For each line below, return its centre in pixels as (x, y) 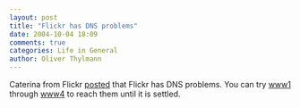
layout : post (34, 17)
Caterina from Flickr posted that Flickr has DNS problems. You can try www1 (150, 84)
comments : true (38, 42)
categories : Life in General (64, 51)
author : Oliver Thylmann (56, 59)
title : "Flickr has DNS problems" (74, 26)
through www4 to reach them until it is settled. (95, 94)
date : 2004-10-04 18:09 (54, 34)
